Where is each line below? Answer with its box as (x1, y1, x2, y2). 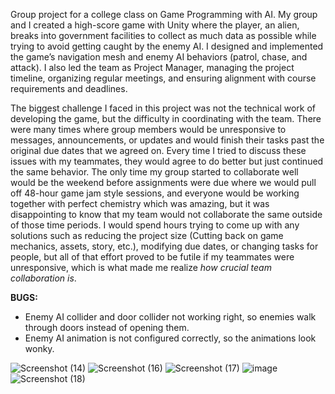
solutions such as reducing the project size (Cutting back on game (10, 230, 284, 241)
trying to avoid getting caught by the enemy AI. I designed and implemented (10, 40, 324, 52)
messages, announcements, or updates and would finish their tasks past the (10, 134, 325, 146)
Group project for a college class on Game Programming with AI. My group (10, 9, 318, 20)
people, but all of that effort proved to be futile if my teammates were (10, 251, 295, 263)
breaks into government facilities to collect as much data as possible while (10, 30, 317, 41)
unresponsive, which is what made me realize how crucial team (10, 262, 272, 273)
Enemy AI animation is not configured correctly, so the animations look (24, 332, 317, 344)
